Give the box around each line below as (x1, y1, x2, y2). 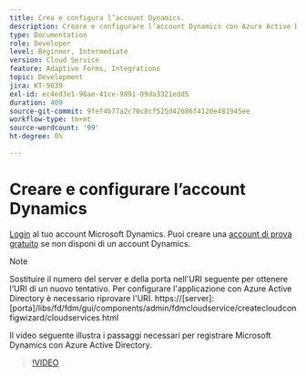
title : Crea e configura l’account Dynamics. (9, 13, 185, 23)
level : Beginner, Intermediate (9, 47, 128, 56)
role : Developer (9, 38, 71, 48)
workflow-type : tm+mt (9, 115, 92, 124)
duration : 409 (9, 97, 64, 107)
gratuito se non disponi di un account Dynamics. (9, 238, 191, 249)
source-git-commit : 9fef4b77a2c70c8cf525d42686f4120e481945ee (9, 107, 250, 116)
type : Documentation (9, 30, 88, 39)
